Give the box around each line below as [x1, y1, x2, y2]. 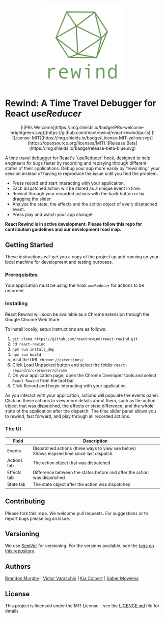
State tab [7, 481, 26, 487]
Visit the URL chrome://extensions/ [12, 356, 84, 362]
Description [83, 438, 108, 444]
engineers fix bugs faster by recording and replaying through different [5, 160, 147, 166]
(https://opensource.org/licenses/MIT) [27, 140, 106, 146]
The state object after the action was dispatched [32, 481, 131, 487]
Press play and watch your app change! [12, 211, 93, 218]
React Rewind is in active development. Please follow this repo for [5, 221, 142, 227]
